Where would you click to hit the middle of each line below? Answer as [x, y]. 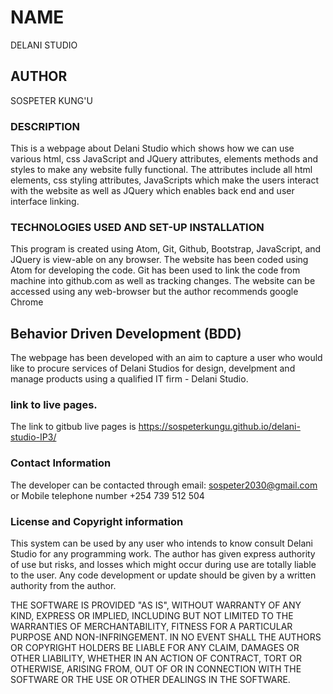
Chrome [27, 302]
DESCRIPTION [45, 126]
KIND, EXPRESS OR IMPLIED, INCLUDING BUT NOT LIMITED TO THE [152, 616]
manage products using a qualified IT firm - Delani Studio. [129, 379]
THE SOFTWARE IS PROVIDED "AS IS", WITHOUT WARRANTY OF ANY [156, 605]
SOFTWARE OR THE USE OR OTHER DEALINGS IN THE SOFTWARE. [150, 680]
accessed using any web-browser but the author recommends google [154, 292]
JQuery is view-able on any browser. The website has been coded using [159, 260]
